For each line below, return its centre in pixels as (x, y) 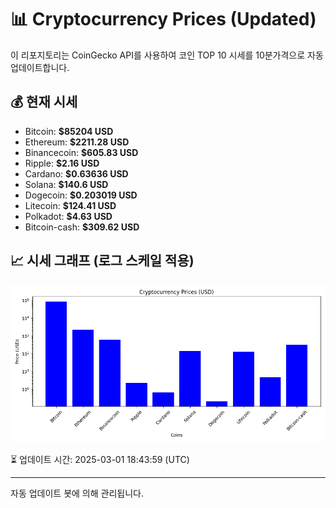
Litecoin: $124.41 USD (70, 205)
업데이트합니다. (40, 67)
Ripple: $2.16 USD (62, 163)
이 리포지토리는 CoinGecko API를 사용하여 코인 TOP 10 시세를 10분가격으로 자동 (167, 55)
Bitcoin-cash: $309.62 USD (82, 227)
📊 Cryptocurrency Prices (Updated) (163, 19)
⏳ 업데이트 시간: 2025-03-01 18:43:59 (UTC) (100, 459)
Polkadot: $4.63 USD (68, 216)
